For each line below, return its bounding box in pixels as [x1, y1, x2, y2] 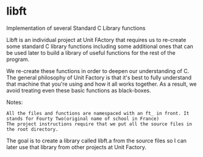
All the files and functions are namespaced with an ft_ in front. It [6, 110, 190, 116]
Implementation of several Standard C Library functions [6, 24, 146, 32]
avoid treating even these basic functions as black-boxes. [6, 86, 151, 94]
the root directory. [6, 126, 59, 132]
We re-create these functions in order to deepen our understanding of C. [6, 67, 190, 74]
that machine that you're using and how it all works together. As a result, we [6, 80, 197, 88]
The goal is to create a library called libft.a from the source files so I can [6, 137, 187, 144]
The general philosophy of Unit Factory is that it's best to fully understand [6, 74, 192, 81]
